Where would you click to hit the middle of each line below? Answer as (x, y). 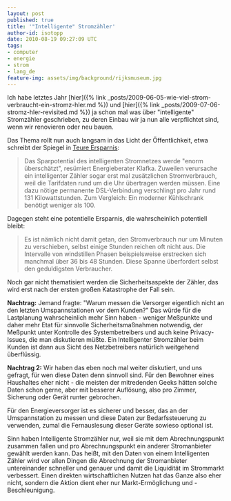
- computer (23, 53)
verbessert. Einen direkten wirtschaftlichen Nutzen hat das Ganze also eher (114, 475)
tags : (15, 46)
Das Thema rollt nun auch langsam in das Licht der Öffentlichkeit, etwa (108, 140)
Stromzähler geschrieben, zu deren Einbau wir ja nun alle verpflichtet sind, (113, 120)
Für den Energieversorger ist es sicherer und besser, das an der (98, 411)
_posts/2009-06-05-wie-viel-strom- (159, 98)
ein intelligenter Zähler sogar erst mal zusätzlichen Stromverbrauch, (120, 176)
